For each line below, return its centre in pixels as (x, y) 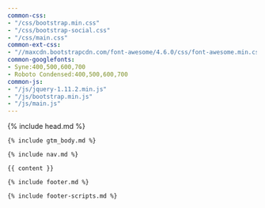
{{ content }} (31, 168)
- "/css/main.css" (38, 38)
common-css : (27, 15)
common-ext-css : (34, 45)
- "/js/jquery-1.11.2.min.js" (57, 89)
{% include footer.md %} (48, 183)
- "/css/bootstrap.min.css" (54, 23)
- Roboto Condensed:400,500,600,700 (68, 74)
